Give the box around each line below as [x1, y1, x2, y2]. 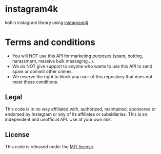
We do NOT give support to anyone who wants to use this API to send [12, 63, 153, 69]
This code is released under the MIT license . [5, 143, 95, 150]
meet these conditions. [12, 79, 59, 85]
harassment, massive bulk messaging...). [12, 58, 95, 64]
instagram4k [5, 3, 59, 15]
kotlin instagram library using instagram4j [5, 20, 89, 25]
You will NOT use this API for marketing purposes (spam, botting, [12, 53, 143, 59]
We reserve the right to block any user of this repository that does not [12, 73, 153, 79]
